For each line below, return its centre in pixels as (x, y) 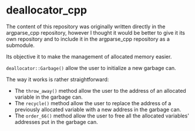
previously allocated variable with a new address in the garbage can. (98, 109)
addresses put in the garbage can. (56, 122)
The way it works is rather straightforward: (58, 79)
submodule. (21, 45)
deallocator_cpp (46, 10)
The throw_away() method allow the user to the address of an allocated (100, 90)
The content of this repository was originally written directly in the (86, 26)
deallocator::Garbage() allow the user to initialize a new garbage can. (91, 68)
